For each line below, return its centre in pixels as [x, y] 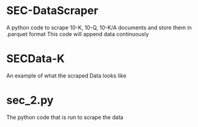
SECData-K [36, 59]
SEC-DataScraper [53, 11]
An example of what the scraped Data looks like [66, 75]
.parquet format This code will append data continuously [78, 34]
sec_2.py [30, 100]
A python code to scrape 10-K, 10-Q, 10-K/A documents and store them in [99, 27]
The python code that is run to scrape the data [65, 117]
